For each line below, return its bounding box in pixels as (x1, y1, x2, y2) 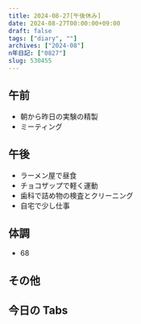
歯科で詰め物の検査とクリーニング (19, 190, 134, 200)
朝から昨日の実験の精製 (19, 111, 98, 121)
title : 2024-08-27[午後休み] (8, 11, 102, 20)
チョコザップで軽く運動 (19, 181, 98, 190)
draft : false (8, 27, 52, 35)
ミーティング (19, 122, 63, 131)
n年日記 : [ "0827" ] (8, 49, 67, 57)
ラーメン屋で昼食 (19, 170, 77, 180)
